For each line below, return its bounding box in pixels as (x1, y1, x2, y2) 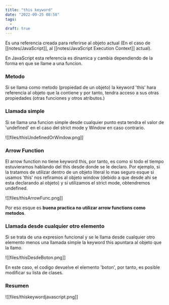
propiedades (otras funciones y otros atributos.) (5, 95, 105, 101)
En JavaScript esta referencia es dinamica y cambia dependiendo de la (5, 55, 153, 61)
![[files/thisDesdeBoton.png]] (5, 255, 66, 261)
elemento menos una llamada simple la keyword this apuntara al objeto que (5, 239, 162, 246)
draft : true (5, 26, 30, 31)
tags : (5, 17, 17, 22)
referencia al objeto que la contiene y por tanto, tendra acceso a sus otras (5, 90, 159, 96)
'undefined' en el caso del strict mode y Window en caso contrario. (5, 125, 145, 131)
